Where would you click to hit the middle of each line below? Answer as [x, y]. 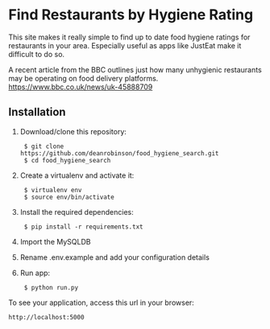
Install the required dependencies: [77, 212]
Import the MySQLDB [55, 241]
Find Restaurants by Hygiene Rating [131, 15]
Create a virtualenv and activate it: [77, 175]
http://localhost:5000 [46, 317]
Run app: [35, 273]
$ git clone [44, 146]
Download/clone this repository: [73, 131]
